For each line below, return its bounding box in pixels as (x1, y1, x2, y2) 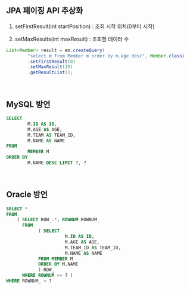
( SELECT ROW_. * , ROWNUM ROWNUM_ (17, 217, 100, 223)
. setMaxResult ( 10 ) (27, 64, 73, 70)
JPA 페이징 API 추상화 (6, 5, 83, 16)
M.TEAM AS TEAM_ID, (27, 132, 76, 138)
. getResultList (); (27, 69, 73, 76)
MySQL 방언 (6, 99, 51, 109)
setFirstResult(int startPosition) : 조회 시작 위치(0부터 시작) (14, 23, 155, 30)
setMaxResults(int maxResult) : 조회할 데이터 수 (14, 35, 129, 42)
